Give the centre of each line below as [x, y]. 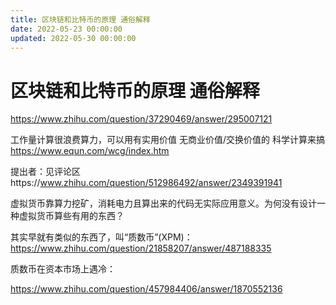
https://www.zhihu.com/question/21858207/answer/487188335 [141, 248]
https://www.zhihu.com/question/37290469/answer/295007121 [141, 119]
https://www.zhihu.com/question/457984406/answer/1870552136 [146, 289]
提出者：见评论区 [45, 172]
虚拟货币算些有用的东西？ [71, 216]
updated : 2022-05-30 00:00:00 [73, 38]
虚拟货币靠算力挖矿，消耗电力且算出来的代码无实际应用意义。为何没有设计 [163, 203]
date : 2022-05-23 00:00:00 [66, 29]
